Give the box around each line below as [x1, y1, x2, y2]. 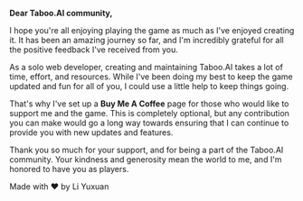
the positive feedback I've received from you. [9, 44, 179, 55]
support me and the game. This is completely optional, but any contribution [9, 108, 289, 118]
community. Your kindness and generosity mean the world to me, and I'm [9, 154, 282, 165]
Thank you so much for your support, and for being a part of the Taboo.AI [9, 144, 284, 155]
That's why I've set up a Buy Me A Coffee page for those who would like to [9, 98, 289, 109]
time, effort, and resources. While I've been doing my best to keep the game [9, 71, 294, 82]
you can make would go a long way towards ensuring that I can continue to [9, 117, 289, 128]
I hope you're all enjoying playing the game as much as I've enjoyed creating [9, 25, 295, 35]
